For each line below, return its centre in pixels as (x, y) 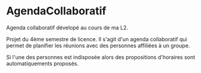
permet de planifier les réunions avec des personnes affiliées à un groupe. (98, 45)
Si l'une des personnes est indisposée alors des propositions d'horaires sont (101, 57)
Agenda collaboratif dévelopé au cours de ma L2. (67, 28)
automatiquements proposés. (43, 63)
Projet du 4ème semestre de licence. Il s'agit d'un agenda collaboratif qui (97, 39)
